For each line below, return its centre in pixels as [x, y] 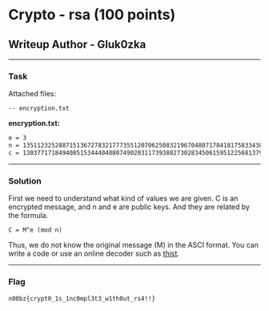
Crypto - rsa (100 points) [92, 15]
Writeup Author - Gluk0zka [77, 44]
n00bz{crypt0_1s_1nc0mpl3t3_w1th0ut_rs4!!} [82, 298]
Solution [25, 180]
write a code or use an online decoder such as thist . [94, 253]
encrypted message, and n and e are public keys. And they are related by [129, 207]
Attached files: [32, 94]
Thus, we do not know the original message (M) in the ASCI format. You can [133, 245]
